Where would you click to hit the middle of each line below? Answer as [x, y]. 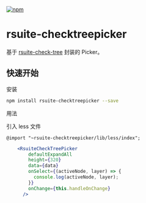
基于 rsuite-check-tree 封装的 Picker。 [55, 52]
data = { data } [44, 166]
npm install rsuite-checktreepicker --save [63, 101]
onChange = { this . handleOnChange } [70, 188]
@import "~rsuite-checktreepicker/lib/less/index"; [73, 138]
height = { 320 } [45, 160]
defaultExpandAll [50, 154]
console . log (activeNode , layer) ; [76, 177]
